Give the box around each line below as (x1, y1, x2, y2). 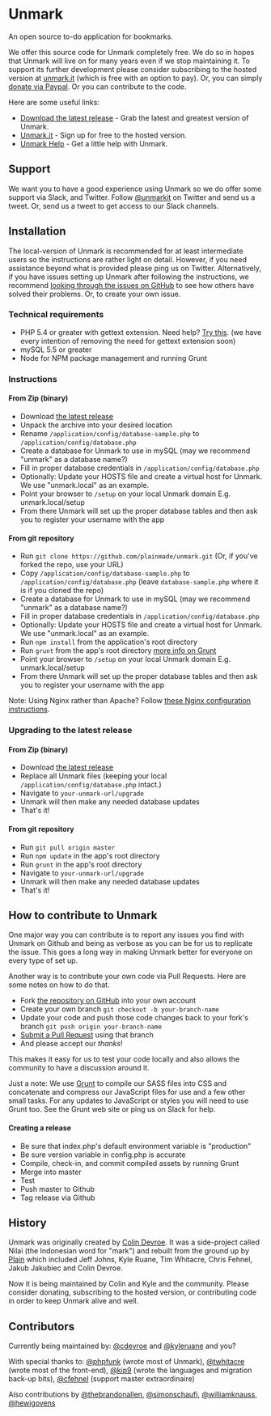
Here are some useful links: (8, 97, 100, 107)
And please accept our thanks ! (19, 1039, 123, 1049)
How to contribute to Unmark (8, 908, 158, 922)
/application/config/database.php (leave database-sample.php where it (19, 577, 259, 587)
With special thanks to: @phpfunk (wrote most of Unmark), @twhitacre (8, 1357, 245, 1367)
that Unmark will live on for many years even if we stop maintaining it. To (8, 56, 251, 66)
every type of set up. (8, 956, 78, 965)
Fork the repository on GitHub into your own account (19, 996, 197, 1006)
